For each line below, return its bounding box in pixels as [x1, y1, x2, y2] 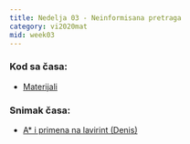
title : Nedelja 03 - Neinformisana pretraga [9, 13, 182, 23]
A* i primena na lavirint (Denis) [22, 124, 138, 135]
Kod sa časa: [9, 60, 69, 73]
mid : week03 [9, 30, 55, 39]
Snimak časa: [9, 104, 71, 117]
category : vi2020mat [9, 22, 89, 31]
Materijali [22, 81, 58, 92]
